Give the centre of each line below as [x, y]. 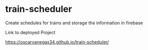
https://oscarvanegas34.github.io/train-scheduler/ [57, 42]
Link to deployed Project [30, 32]
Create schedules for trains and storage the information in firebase [74, 23]
